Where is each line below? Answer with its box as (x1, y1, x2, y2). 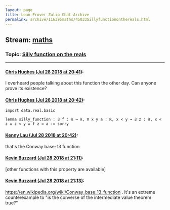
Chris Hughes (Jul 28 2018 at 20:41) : (5, 69, 84, 75)
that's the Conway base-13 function (5, 143, 80, 149)
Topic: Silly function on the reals (5, 51, 87, 58)
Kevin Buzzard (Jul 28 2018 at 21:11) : (5, 155, 83, 161)
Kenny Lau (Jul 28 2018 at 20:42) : (5, 132, 78, 138)
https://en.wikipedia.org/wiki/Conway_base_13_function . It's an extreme (5, 189, 156, 195)
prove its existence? (5, 86, 47, 92)
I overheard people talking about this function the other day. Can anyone (5, 80, 157, 86)
